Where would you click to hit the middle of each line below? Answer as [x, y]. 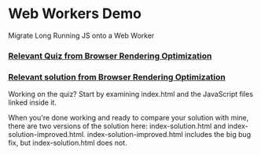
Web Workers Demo [75, 14]
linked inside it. [33, 102]
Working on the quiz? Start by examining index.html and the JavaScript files [131, 94]
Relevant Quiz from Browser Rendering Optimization [110, 56]
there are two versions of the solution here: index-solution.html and [117, 126]
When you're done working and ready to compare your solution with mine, [129, 118]
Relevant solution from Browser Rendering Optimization [117, 77]
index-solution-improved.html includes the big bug [169, 135]
